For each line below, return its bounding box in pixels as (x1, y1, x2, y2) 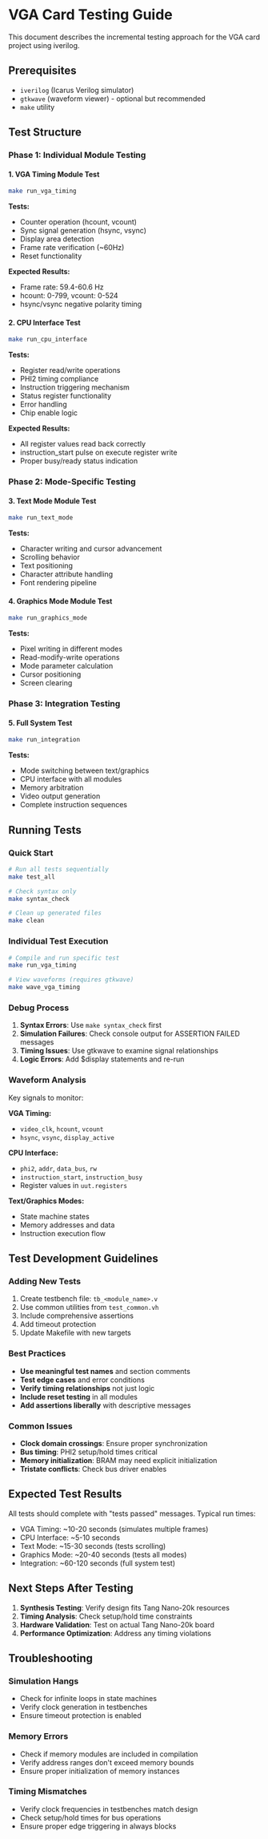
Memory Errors (8, 1731, 69, 1742)
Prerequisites (8, 64, 77, 78)
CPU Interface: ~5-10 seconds (19, 1533, 121, 1542)
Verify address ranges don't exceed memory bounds (19, 1757, 194, 1767)
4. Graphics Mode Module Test (8, 596, 113, 606)
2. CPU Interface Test (8, 317, 82, 327)
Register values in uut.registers (19, 1180, 128, 1190)
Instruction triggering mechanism (19, 382, 130, 392)
